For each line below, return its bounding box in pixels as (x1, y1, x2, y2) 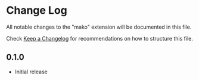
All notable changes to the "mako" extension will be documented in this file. (6, 23, 192, 30)
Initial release (14, 68, 48, 75)
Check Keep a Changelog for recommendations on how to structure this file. (6, 35, 194, 42)
